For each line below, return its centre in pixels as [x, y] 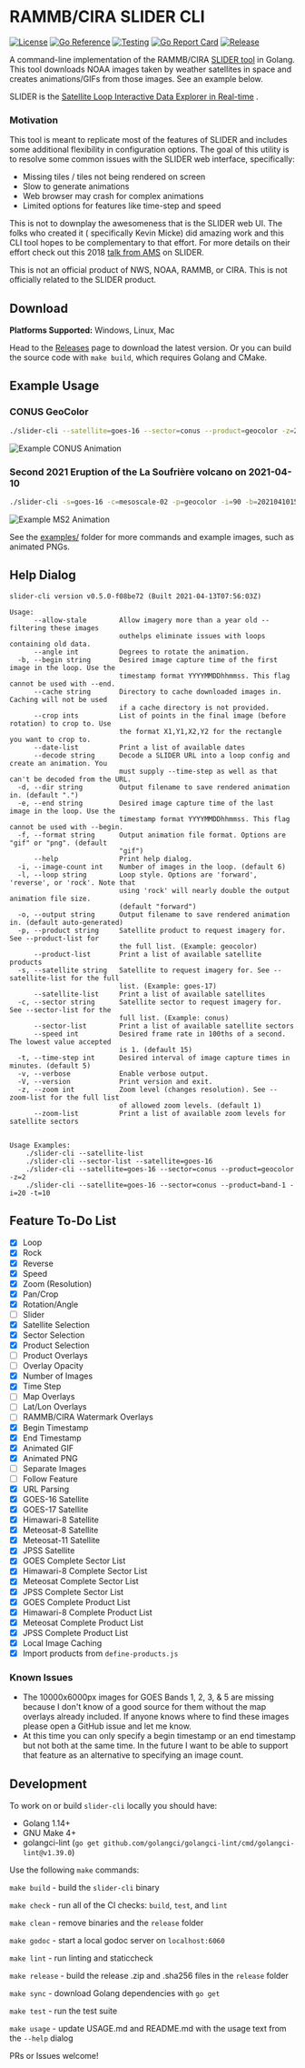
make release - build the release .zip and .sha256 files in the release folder [149, 1976]
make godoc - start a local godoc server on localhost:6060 [117, 1941]
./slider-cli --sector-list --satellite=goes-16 [119, 1161]
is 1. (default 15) [156, 1049]
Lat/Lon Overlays [54, 1407]
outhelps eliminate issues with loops [192, 636]
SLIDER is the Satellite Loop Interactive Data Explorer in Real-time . [134, 96]
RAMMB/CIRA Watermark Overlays [88, 1417]
